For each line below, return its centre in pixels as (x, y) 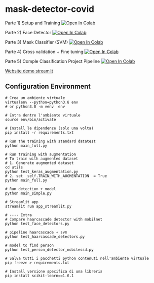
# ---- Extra (19, 215)
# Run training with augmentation (41, 154)
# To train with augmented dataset (42, 159)
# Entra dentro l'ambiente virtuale (43, 115)
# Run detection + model (31, 189)
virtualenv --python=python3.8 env (42, 102)
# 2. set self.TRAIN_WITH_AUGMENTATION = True (56, 176)
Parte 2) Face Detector (28, 32)
